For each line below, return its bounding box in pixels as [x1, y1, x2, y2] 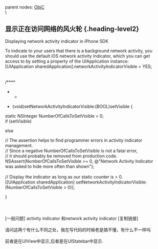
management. [5, 142, 33, 148]
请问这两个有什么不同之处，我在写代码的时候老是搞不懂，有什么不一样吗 [5, 226, 151, 233]
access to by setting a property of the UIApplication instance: [5, 58, 129, 64]
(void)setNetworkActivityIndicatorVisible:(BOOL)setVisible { [12, 103, 133, 109]
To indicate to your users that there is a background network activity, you [5, 48, 153, 54]
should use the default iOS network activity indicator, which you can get [5, 53, 150, 59]
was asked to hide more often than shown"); [5, 163, 94, 169]
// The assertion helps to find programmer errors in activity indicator [5, 137, 143, 143]
